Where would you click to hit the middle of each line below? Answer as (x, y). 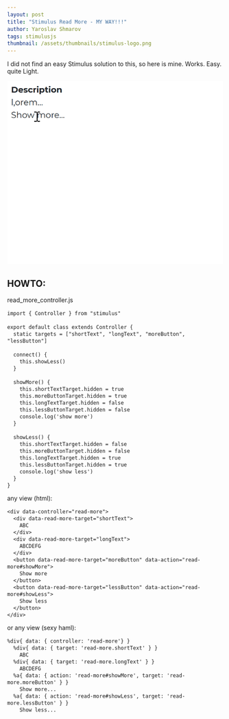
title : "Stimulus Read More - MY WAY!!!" (67, 22)
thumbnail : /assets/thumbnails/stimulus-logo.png (80, 44)
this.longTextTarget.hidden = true (70, 458)
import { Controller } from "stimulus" (64, 314)
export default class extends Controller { (70, 328)
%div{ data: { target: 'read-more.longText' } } (84, 662)
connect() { (31, 355)
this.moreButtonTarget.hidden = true (73, 396)
